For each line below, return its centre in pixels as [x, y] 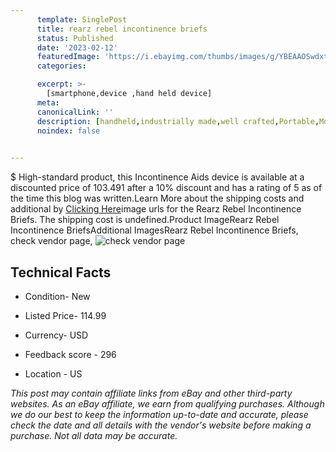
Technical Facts [61, 272]
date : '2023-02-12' [77, 47]
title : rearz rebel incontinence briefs [122, 29]
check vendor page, [51, 241]
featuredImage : [68, 57]
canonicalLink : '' [75, 112]
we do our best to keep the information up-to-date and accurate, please [159, 414]
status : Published [75, 38]
